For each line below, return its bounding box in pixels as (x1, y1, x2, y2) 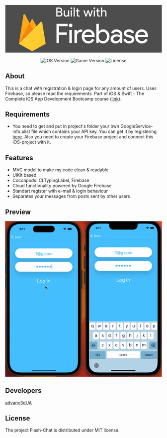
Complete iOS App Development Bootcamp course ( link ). (5, 96, 122, 102)
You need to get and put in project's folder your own (12, 123, 120, 129)
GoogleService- (120, 123, 153, 129)
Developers (5, 386, 42, 395)
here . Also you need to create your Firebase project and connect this (12, 134, 154, 140)
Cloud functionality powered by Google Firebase (12, 183, 112, 189)
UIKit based (12, 172, 37, 178)
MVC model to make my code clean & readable (12, 167, 109, 173)
